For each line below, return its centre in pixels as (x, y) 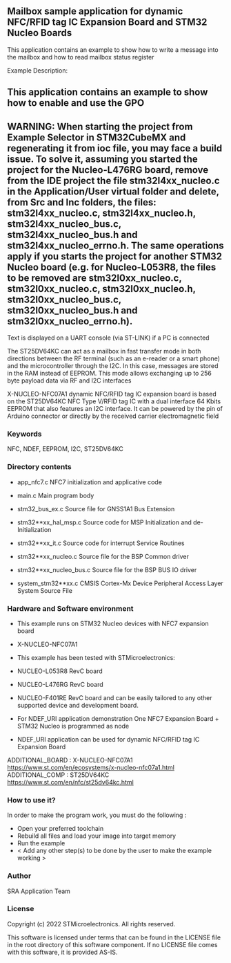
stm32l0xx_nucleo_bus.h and (72, 310)
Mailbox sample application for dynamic (95, 11)
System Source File (44, 590)
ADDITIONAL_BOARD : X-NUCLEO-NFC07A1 (70, 760)
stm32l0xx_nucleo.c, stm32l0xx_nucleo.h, (101, 289)
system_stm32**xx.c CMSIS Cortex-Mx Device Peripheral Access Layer (120, 583)
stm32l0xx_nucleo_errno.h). (70, 321)
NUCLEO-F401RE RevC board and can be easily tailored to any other (114, 697)
